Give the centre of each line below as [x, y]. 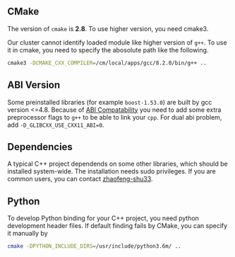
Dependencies [40, 147]
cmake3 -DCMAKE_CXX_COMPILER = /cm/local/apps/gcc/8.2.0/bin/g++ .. [107, 63]
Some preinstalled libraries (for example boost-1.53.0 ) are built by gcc [110, 102]
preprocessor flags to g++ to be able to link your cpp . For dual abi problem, [115, 117]
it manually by [28, 234]
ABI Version [34, 85]
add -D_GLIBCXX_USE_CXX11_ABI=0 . [56, 125]
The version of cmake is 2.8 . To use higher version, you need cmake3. [108, 28]
